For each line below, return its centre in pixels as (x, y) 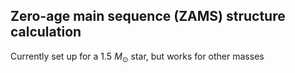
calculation (46, 32)
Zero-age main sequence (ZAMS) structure (148, 16)
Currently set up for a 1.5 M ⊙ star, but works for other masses (137, 57)
